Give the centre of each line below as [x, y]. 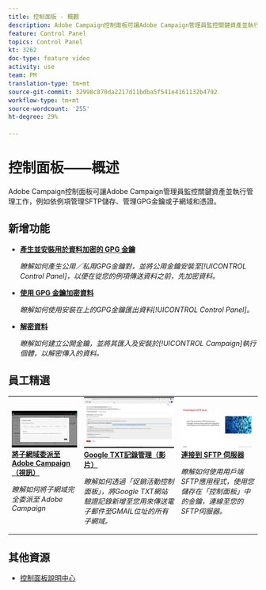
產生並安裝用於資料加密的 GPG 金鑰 [78, 249]
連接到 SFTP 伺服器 [213, 455]
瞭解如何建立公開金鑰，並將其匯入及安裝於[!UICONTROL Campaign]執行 [138, 343]
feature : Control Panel [47, 33]
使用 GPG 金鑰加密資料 [57, 292]
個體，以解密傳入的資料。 [61, 353]
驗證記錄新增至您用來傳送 [125, 501]
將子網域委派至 [36, 454]
